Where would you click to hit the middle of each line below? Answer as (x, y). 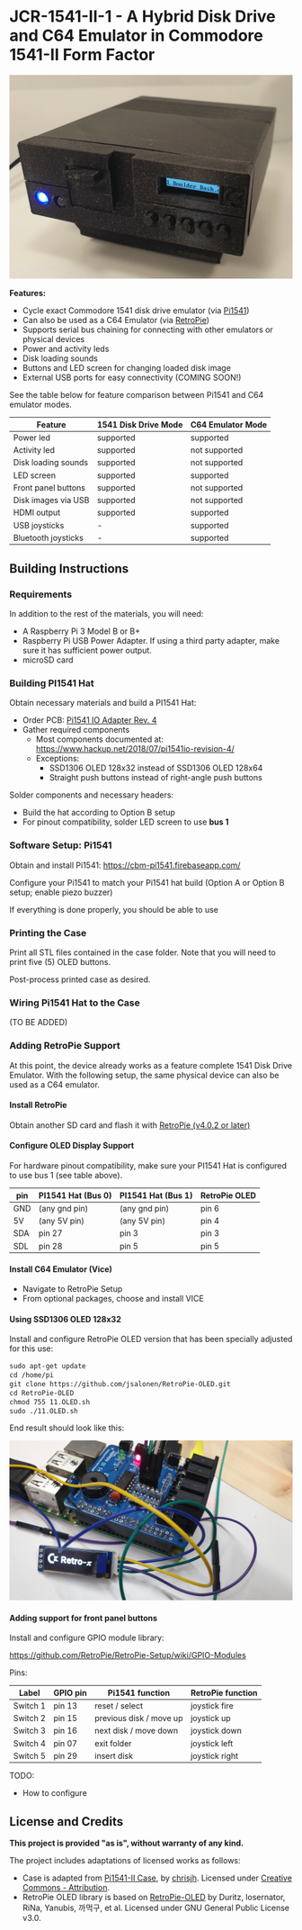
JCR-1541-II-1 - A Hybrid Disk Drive (142, 17)
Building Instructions (69, 568)
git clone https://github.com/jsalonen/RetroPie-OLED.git (120, 1384)
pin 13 (66, 1705)
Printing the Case (48, 933)
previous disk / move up (138, 1718)
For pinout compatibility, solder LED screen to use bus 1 (125, 822)
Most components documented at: (100, 739)
